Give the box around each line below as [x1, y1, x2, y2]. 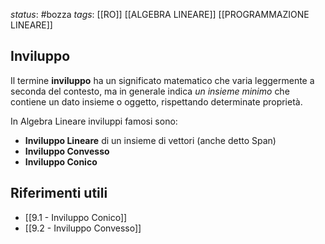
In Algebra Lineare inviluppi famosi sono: [10, 115, 178, 127]
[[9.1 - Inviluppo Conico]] [24, 211, 128, 223]
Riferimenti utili [10, 185, 108, 202]
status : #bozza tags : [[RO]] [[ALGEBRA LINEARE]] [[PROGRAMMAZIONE [10, 9, 310, 20]
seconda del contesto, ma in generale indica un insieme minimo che [10, 85, 290, 97]
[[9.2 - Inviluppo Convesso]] [24, 222, 142, 234]
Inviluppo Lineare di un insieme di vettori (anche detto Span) [24, 134, 277, 146]
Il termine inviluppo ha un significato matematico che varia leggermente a [10, 74, 315, 86]
